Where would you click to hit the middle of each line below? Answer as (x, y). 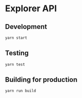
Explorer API (31, 9)
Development (26, 27)
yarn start (16, 38)
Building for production (41, 80)
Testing (17, 53)
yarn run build (21, 91)
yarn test (15, 64)
